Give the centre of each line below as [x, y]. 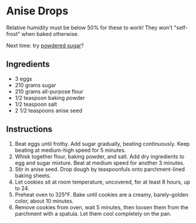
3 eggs [24, 78]
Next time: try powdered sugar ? [45, 45]
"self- [181, 28]
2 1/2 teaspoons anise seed [48, 110]
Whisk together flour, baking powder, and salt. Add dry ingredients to [99, 156]
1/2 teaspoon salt [36, 104]
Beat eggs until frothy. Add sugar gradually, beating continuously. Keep [102, 143]
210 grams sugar [35, 85]
